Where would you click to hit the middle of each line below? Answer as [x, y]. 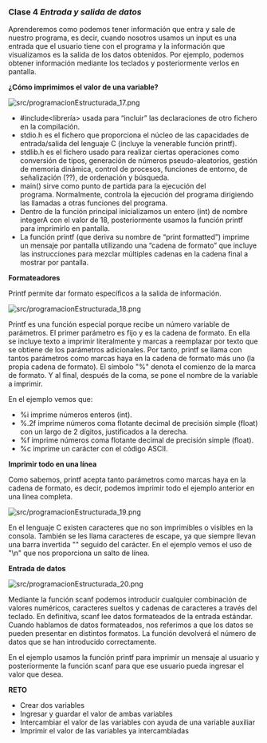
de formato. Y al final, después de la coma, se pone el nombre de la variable [133, 375]
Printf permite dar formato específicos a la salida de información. [115, 293]
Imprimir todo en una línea [53, 464]
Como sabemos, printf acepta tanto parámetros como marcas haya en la [127, 480]
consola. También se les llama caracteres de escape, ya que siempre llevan [132, 536]
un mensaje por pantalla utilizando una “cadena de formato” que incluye [138, 245]
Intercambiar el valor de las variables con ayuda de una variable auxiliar [137, 722]
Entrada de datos [37, 569]
